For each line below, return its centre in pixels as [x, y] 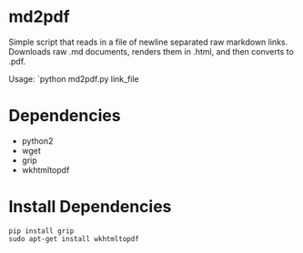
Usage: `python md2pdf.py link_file [74, 78]
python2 [37, 141]
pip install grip [41, 231]
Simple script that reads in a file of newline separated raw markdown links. [148, 42]
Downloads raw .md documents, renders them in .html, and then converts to [151, 51]
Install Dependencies [90, 207]
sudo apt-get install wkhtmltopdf [74, 238]
